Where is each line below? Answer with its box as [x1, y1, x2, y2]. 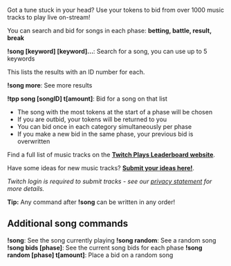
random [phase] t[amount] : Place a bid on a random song [7, 251, 174, 259]
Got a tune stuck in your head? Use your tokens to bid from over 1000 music [7, 6, 225, 14]
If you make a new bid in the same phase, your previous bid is [17, 130, 194, 138]
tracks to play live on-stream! [7, 13, 91, 21]
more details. [7, 185, 45, 192]
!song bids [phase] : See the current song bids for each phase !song [7, 243, 203, 252]
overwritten [17, 137, 50, 145]
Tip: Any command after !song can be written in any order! [7, 198, 176, 206]
